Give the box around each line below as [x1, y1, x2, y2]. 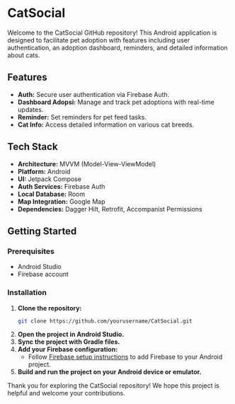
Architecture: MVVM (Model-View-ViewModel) [17, 159, 156, 168]
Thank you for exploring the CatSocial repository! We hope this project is [7, 381, 219, 390]
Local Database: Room [17, 190, 86, 198]
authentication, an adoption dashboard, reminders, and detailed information [7, 43, 228, 52]
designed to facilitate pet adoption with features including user [7, 35, 190, 44]
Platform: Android [17, 167, 71, 175]
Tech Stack [7, 141, 58, 153]
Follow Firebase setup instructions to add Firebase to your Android [28, 352, 223, 362]
